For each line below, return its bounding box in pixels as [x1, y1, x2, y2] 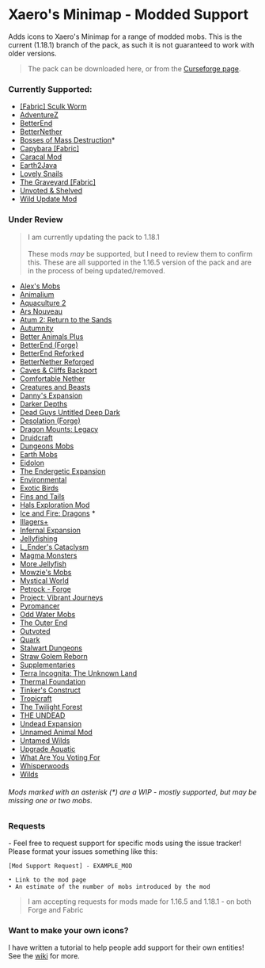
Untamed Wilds [19, 735, 70, 745]
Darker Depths [19, 398, 68, 409]
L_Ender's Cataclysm [19, 542, 89, 551]
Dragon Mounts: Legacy [19, 424, 99, 433]
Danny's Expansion [19, 391, 83, 400]
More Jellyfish [19, 558, 67, 568]
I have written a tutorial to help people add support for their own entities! [8, 943, 244, 952]
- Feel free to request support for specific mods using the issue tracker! [8, 838, 242, 848]
